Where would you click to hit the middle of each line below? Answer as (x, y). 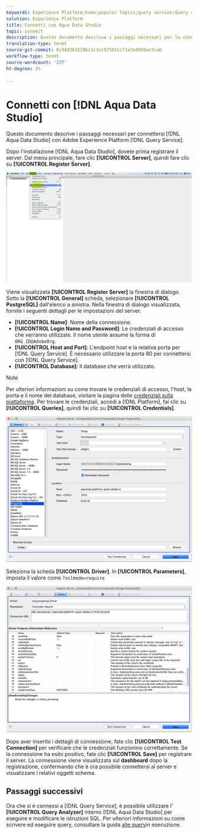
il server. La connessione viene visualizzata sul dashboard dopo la (87, 760)
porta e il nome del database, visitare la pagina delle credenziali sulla (90, 396)
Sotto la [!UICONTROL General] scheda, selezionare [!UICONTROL (88, 298)
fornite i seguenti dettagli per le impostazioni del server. (74, 311)
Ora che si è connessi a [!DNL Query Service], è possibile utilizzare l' (90, 806)
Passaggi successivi (45, 792)
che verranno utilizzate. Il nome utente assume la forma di (85, 335)
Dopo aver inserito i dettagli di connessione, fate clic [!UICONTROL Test (94, 741)
